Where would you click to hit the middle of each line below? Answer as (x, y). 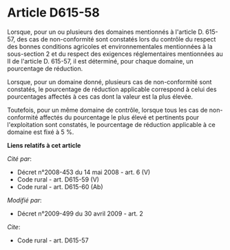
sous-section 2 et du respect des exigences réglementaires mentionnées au (115, 54)
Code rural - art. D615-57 (53, 240)
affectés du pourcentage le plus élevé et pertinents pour (119, 117)
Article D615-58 (53, 13)
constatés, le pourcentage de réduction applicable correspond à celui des (112, 89)
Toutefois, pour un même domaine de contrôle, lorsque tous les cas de (107, 110)
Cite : (14, 227)
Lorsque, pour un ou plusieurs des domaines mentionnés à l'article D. (106, 32)
